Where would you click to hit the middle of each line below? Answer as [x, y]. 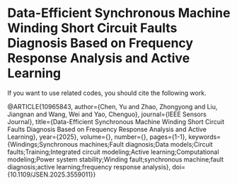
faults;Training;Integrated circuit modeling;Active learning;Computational [113, 152]
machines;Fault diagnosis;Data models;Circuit [146, 144]
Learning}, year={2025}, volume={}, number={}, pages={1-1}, [97, 137]
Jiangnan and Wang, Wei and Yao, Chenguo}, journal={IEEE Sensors [107, 114]
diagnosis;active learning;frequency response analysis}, [89, 167]
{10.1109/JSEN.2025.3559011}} [52, 174]
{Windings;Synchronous [43, 144]
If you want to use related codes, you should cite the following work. [107, 93]
